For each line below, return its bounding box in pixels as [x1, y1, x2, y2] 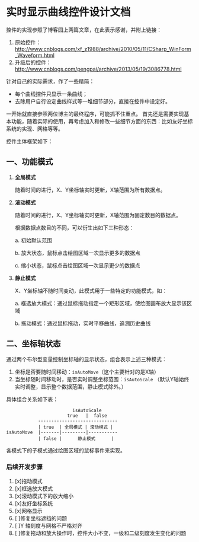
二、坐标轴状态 [6, 339, 61, 349]
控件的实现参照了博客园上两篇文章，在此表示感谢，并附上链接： [6, 26, 162, 33]
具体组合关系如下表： [6, 396, 58, 403]
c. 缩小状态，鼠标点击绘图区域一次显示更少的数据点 [14, 262, 140, 269]
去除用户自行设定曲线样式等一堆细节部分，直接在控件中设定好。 [14, 97, 171, 104]
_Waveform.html [14, 52, 55, 59]
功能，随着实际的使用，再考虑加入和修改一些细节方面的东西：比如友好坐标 [11, 117, 193, 125]
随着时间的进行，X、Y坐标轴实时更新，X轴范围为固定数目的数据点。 [14, 211, 182, 218]
